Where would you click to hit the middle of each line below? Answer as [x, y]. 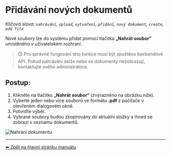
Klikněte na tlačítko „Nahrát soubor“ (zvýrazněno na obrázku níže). [83, 95]
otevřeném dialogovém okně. [43, 106]
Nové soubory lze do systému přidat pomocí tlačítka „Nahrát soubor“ [78, 38]
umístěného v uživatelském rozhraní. [44, 44]
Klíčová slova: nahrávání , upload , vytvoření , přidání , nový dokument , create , [84, 24]
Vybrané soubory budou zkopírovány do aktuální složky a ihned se [82, 117]
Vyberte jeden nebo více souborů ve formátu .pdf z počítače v [78, 100]
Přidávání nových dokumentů [69, 10]
